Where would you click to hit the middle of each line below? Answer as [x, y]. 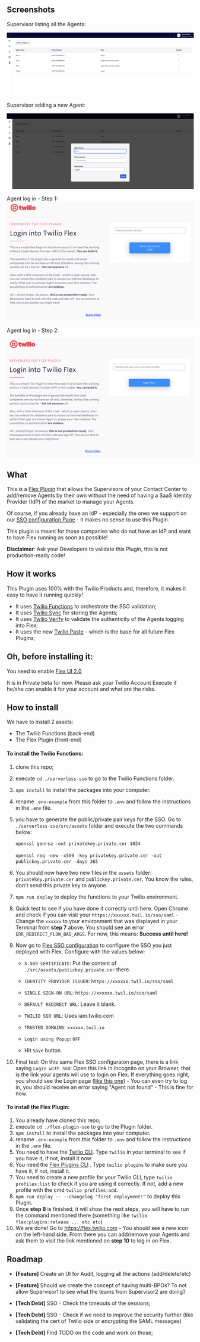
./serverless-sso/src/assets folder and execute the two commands [99, 825]
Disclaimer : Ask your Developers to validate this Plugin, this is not [87, 549]
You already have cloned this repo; [58, 1120]
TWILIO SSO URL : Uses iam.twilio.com [69, 1015]
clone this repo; [34, 767]
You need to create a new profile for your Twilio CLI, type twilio [94, 1177]
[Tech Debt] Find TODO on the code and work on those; [84, 1332]
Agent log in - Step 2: [33, 330]
